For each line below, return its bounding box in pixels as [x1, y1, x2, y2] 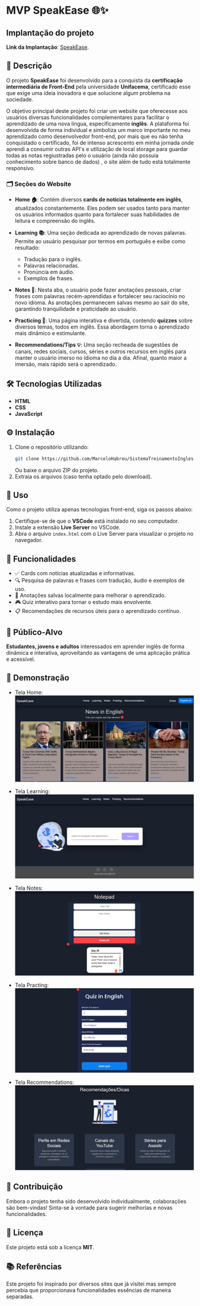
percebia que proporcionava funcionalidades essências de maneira [6, 1287, 171, 1294]
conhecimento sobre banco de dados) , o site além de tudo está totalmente [6, 158, 190, 165]
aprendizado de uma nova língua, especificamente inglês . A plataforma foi [6, 120, 189, 127]
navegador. [14, 536, 43, 544]
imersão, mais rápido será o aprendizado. [14, 361, 117, 368]
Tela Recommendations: [14, 1078, 74, 1086]
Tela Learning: [14, 787, 51, 795]
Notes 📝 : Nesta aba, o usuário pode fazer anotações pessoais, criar [14, 286, 182, 293]
